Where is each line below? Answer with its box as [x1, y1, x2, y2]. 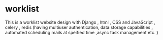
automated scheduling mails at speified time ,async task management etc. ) [5, 29, 159, 35]
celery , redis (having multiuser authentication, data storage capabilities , [5, 24, 153, 30]
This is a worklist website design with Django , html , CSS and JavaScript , [5, 19, 156, 25]
